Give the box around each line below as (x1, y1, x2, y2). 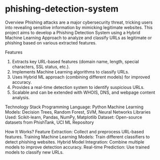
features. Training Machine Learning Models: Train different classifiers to (5, 134, 150, 140)
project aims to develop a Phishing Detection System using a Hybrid (5, 29, 140, 35)
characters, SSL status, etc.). (12, 64, 70, 70)
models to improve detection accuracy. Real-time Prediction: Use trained (5, 144, 150, 150)
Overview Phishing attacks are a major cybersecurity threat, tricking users (5, 19, 153, 25)
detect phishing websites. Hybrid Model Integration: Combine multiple (5, 139, 145, 145)
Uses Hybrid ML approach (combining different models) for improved (12, 74, 150, 80)
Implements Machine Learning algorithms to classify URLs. (12, 69, 130, 74)
